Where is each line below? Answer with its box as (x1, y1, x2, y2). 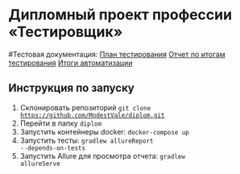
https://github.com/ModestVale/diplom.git (19, 111, 165, 119)
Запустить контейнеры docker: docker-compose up (19, 126, 189, 136)
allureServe (19, 159, 60, 168)
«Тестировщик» (8, 23, 123, 41)
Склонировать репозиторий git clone (19, 102, 151, 112)
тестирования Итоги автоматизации (8, 58, 133, 68)
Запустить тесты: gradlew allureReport (19, 135, 155, 145)
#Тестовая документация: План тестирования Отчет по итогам (8, 49, 226, 59)
